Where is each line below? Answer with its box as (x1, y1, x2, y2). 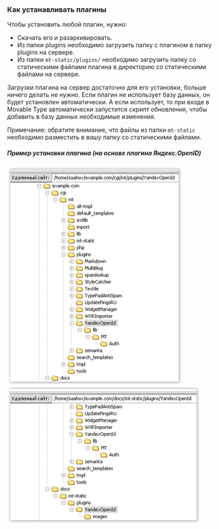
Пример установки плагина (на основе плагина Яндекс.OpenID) (7, 149, 202, 157)
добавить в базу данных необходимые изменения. (7, 113, 156, 121)
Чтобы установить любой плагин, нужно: (7, 21, 128, 29)
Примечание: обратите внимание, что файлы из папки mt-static (7, 126, 196, 134)
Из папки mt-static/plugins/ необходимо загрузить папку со (16, 56, 196, 64)
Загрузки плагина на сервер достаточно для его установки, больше (7, 84, 207, 92)
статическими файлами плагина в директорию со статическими (16, 63, 207, 71)
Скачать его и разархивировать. (16, 34, 113, 42)
